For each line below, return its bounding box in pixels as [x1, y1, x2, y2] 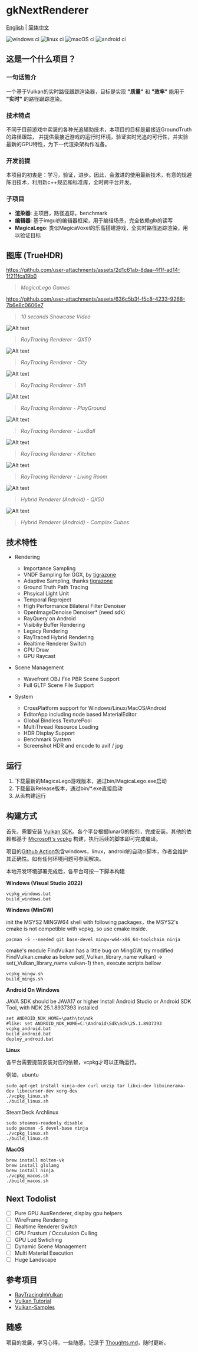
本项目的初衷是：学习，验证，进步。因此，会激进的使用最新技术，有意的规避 [6, 172, 192, 179]
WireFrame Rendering [14, 1216, 68, 1223]
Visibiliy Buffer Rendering [23, 621, 85, 629]
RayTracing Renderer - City [20, 359, 87, 366]
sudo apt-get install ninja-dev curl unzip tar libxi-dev [6, 1083, 151, 1088]
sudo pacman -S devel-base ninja [6, 1125, 88, 1131]
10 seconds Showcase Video [20, 313, 91, 320]
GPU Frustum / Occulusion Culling [14, 1229, 98, 1236]
